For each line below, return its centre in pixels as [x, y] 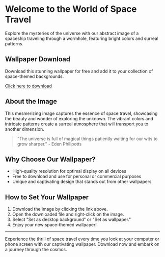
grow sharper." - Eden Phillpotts [49, 144]
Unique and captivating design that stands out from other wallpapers [82, 182]
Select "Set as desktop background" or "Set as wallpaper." [71, 220]
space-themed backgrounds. [35, 76]
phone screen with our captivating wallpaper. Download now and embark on [82, 244]
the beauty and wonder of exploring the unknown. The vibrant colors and [79, 118]
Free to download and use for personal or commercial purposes [77, 177]
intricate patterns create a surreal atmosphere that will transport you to [77, 124]
